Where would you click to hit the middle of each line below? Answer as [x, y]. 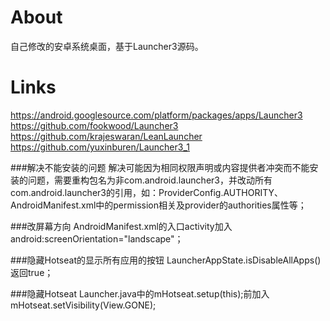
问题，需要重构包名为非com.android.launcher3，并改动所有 [150, 180]
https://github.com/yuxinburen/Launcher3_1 [100, 147]
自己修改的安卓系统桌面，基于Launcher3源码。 [107, 46]
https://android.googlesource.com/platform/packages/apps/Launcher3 [156, 115]
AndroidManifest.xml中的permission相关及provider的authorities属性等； [158, 205]
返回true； [32, 272]
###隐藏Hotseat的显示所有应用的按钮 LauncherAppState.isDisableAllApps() [166, 260]
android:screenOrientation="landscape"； [97, 238]
